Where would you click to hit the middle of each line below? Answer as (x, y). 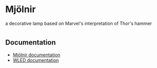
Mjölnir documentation (36, 55)
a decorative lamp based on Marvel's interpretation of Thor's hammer (79, 23)
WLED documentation (36, 60)
